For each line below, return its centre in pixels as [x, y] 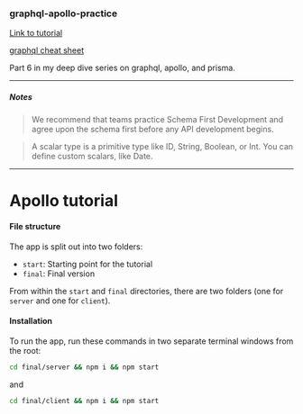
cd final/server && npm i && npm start [84, 367]
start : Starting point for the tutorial [87, 264]
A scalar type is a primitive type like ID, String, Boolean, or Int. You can [162, 147]
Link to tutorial [36, 33]
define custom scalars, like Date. [92, 157]
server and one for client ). [60, 301]
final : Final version [59, 274]
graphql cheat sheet [46, 50]
